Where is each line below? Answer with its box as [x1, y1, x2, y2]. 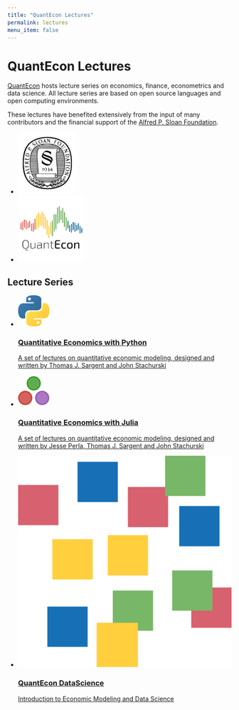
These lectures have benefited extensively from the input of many [7, 110, 201, 119]
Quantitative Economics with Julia [17, 418, 139, 428]
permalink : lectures [7, 18, 69, 26]
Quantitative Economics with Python [17, 338, 147, 348]
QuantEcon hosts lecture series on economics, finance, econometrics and [7, 82, 224, 90]
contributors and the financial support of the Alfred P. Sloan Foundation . [7, 118, 219, 127]
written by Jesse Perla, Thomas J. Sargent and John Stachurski [17, 441, 204, 450]
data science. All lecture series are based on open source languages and [7, 89, 221, 97]
